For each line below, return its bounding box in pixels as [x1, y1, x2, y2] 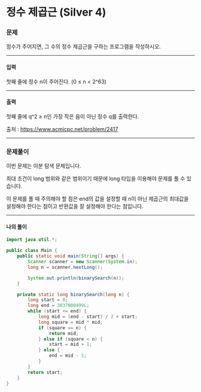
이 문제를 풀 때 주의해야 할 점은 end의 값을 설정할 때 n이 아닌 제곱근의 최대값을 [6, 195, 189, 202]
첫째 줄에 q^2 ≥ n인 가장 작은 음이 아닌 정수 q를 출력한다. [6, 113, 139, 120]
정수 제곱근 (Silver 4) [6, 5, 106, 19]
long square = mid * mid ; [38, 319, 103, 325]
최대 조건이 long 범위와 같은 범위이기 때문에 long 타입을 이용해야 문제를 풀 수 [6, 175, 185, 183]
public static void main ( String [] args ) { [17, 253, 124, 259]
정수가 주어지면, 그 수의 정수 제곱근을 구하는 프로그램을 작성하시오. [6, 43, 162, 50]
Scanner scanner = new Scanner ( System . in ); [28, 259, 138, 265]
